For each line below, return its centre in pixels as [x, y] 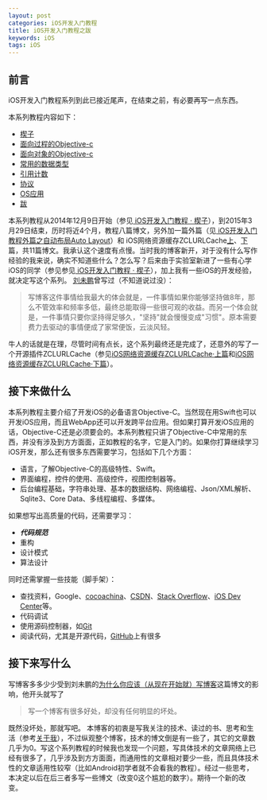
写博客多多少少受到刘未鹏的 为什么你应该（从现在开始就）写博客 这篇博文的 [130, 684]
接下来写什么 [40, 663]
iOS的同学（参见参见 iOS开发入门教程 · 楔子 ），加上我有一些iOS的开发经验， [132, 270]
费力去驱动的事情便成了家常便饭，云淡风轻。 [101, 326]
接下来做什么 [40, 391]
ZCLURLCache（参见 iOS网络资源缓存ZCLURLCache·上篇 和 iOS [145, 353]
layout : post [30, 16]
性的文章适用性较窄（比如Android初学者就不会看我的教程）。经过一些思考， [131, 767]
